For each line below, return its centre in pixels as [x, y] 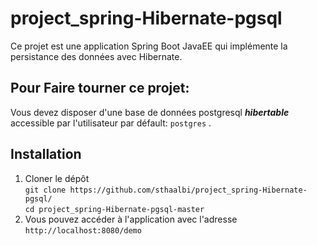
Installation [46, 154]
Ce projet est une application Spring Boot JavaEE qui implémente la [149, 46]
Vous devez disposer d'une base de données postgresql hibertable [150, 112]
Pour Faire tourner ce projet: [100, 88]
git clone [45, 190]
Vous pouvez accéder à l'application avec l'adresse [131, 219]
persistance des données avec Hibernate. [96, 56]
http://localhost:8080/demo [83, 230]
